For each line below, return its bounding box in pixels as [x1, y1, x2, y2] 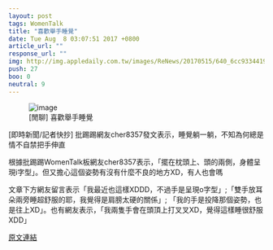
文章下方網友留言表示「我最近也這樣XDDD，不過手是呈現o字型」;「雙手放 [8, 184, 256, 194]
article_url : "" [8, 42, 63, 50]
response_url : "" [8, 50, 67, 58]
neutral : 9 [8, 80, 45, 88]
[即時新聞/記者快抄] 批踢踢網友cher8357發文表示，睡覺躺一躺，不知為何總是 [8, 129, 264, 139]
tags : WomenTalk [8, 20, 63, 28]
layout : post [8, 11, 53, 20]
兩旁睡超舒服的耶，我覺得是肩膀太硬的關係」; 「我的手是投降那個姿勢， [15, 195, 255, 204]
